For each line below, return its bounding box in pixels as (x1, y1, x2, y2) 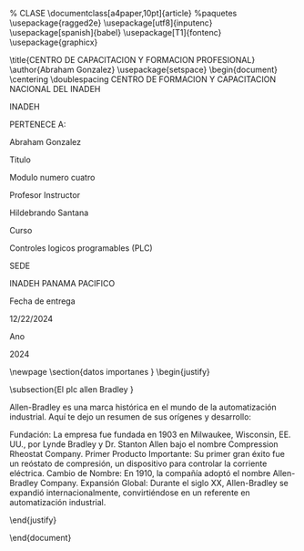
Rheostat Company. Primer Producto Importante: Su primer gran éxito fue (9, 449, 285, 459)
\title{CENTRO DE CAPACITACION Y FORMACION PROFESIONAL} (9, 55, 256, 65)
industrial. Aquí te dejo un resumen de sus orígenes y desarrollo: (9, 411, 252, 422)
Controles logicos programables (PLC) (9, 243, 153, 254)
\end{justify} (9, 515, 57, 525)
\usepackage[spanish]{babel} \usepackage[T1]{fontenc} (9, 27, 222, 37)
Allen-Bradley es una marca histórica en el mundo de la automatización (9, 401, 277, 412)
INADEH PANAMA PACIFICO (9, 278, 116, 288)
